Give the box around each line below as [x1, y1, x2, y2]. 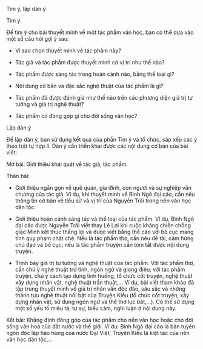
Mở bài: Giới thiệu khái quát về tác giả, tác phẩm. [6, 161, 128, 168]
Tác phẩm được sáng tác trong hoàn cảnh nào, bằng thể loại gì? [15, 71, 175, 78]
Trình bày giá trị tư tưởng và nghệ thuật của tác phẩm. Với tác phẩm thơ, [15, 260, 195, 266]
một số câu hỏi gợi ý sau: [6, 35, 69, 42]
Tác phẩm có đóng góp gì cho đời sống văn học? [15, 112, 138, 119]
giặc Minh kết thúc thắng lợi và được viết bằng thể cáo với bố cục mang [15, 228, 194, 235]
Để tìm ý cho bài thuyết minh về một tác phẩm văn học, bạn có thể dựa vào [6, 29, 194, 36]
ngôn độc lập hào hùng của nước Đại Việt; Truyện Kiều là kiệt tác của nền [6, 330, 190, 336]
